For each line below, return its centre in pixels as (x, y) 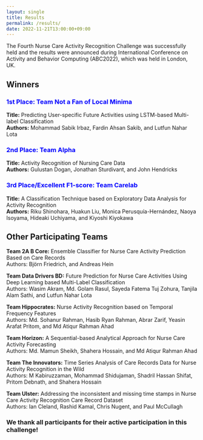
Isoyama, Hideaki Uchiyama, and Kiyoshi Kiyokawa (70, 218)
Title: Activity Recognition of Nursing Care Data (66, 163)
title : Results (25, 18)
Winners (23, 85)
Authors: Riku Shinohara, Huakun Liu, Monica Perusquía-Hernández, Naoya (101, 211)
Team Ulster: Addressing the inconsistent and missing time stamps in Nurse (101, 394)
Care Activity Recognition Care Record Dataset (65, 400)
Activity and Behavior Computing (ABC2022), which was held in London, (97, 59)
